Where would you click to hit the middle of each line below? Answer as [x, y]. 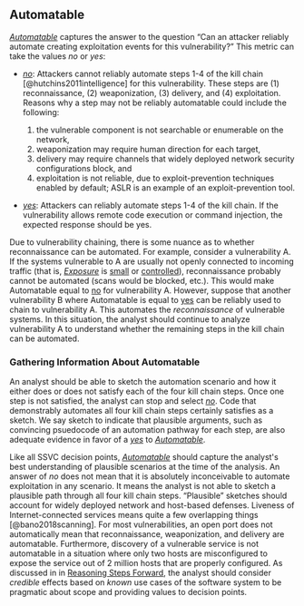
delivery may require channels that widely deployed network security [165, 159]
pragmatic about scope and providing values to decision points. [128, 592]
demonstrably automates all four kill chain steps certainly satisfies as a [142, 411]
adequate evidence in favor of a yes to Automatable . [108, 440]
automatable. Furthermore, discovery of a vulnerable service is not [134, 544]
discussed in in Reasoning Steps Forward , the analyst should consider [141, 573]
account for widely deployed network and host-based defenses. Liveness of [152, 505]
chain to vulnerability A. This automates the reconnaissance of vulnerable [147, 309]
